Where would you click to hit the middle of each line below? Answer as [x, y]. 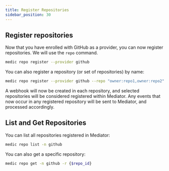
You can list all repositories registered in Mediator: [58, 135]
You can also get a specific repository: [45, 154]
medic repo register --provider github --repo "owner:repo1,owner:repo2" [85, 81]
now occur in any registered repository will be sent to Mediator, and [76, 101]
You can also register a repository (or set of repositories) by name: [75, 72]
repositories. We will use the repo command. [52, 53]
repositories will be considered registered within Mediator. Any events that [83, 96]
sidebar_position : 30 [28, 15]
